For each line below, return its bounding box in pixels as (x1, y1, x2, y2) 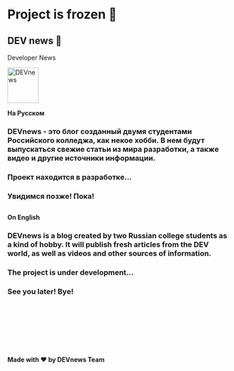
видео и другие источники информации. (7, 153, 156, 162)
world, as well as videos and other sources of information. (7, 248, 211, 258)
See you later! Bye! (7, 287, 74, 297)
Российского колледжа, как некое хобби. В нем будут (7, 135, 205, 145)
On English (7, 213, 40, 222)
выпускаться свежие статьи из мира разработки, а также (7, 144, 219, 154)
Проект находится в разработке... (7, 172, 133, 182)
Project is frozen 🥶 (7, 6, 117, 23)
